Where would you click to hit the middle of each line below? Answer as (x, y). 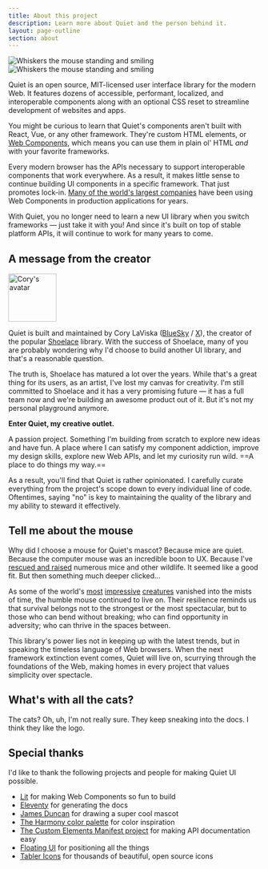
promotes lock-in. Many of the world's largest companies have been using (131, 192)
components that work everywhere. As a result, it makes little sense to (124, 175)
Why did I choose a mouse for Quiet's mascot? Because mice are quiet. (126, 550)
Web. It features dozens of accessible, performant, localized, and (116, 94)
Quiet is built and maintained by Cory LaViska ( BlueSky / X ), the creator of (130, 333)
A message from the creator (80, 258)
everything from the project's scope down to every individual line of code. (130, 489)
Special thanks (46, 753)
